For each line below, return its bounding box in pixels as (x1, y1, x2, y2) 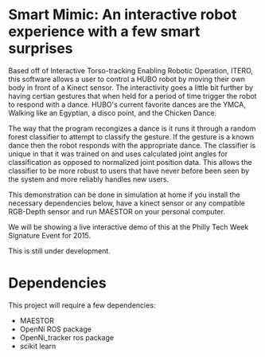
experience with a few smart (8, 22, 201, 41)
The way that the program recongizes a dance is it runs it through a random (8, 124, 256, 133)
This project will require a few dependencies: (8, 300, 156, 310)
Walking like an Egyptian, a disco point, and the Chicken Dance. (8, 108, 217, 117)
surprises (8, 40, 73, 57)
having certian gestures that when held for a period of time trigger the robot (8, 91, 257, 100)
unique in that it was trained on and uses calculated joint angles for (8, 149, 228, 159)
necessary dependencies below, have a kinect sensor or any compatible (8, 198, 245, 208)
